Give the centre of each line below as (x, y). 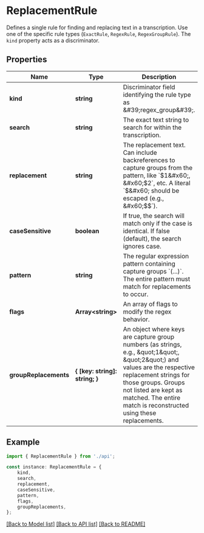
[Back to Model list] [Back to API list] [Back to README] (76, 524)
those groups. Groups (154, 383)
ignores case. (142, 246)
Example (23, 442)
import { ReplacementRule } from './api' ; (61, 456)
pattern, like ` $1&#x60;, (157, 175)
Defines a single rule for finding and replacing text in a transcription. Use (97, 27)
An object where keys (154, 329)
